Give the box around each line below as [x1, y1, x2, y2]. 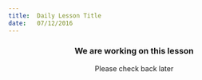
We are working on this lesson [74, 46, 194, 57]
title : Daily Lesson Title [8, 11, 102, 20]
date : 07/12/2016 [8, 19, 73, 27]
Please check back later [94, 63, 174, 73]
